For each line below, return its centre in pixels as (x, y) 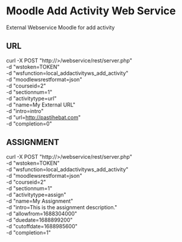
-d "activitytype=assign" (36, 194)
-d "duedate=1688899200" (39, 220)
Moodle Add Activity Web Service (91, 11)
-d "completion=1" (29, 232)
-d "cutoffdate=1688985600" (42, 226)
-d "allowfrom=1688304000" (42, 213)
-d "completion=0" (29, 124)
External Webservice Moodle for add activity (60, 27)
